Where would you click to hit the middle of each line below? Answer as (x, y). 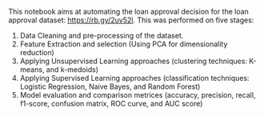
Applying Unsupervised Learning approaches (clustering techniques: (134, 61)
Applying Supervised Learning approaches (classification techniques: (134, 78)
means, (32, 70)
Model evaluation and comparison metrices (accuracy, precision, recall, (138, 95)
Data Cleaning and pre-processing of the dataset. (102, 36)
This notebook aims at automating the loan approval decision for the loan (129, 12)
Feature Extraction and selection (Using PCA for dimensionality (124, 44)
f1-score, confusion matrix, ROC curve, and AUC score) (111, 104)
